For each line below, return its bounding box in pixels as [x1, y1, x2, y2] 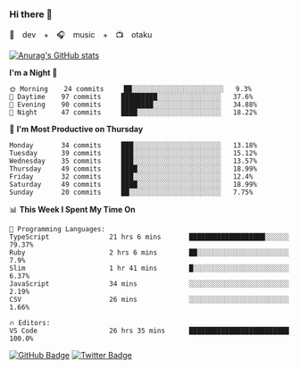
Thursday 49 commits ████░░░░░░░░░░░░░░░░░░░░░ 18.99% [9, 164, 257, 173]
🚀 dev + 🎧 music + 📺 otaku [9, 29, 153, 40]
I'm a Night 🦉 [9, 67, 58, 79]
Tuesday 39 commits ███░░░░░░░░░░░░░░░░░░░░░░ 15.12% [9, 149, 257, 158]
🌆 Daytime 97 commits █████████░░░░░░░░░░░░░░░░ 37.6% [9, 93, 253, 102]
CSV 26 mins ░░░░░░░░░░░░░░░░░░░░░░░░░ [9, 295, 290, 305]
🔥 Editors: [9, 319, 51, 328]
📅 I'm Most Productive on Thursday [9, 124, 144, 135]
